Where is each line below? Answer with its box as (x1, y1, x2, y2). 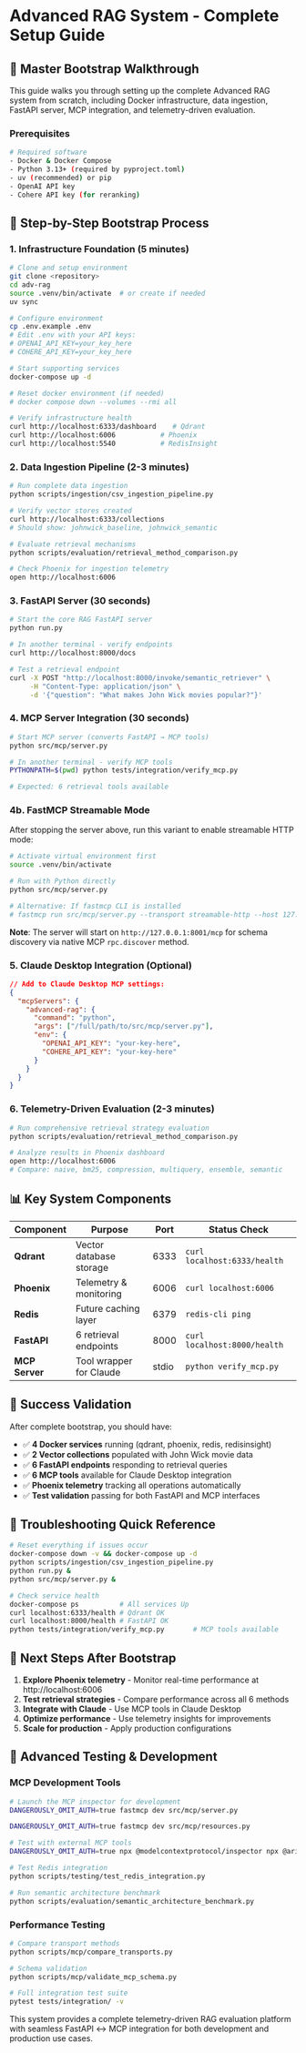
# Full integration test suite (9, 1988, 128, 1998)
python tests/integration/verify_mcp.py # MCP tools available (9, 1625, 280, 1634)
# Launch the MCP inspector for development (9, 1797, 181, 1806)
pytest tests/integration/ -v (9, 1997, 125, 2007)
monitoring (76, 1287, 123, 1300)
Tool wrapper (76, 1354, 133, 1367)
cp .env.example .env (9, 322, 92, 331)
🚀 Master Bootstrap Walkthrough (9, 61, 199, 76)
